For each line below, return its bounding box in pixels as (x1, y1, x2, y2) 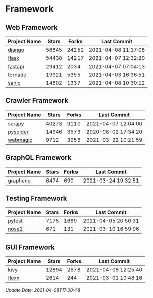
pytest (8, 217, 23, 224)
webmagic (8, 136, 33, 143)
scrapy (8, 120, 24, 127)
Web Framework (5, 23, 58, 32)
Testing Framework (5, 194, 67, 203)
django (8, 46, 24, 53)
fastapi (8, 63, 24, 70)
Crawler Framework (5, 96, 69, 105)
